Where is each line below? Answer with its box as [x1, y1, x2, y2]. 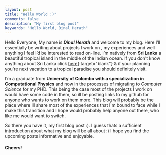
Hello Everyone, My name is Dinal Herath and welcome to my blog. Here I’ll [5, 39, 161, 45]
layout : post [5, 7, 32, 12]
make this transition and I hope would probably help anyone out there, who [5, 108, 159, 114]
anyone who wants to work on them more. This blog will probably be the [5, 97, 154, 103]
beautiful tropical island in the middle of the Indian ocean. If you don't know [5, 55, 161, 61]
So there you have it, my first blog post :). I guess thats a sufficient [5, 123, 142, 129]
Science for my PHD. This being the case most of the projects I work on [5, 86, 152, 92]
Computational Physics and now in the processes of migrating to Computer [5, 81, 162, 87]
